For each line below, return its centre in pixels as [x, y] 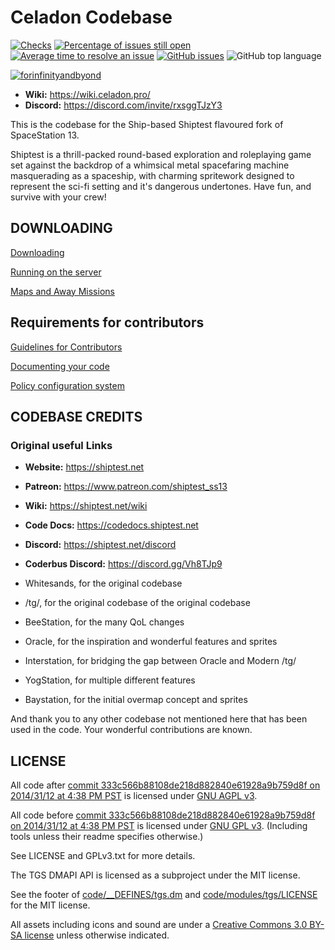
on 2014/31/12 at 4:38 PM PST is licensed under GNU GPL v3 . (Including [159, 826]
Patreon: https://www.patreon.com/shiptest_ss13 [126, 487]
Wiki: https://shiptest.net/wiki [86, 506]
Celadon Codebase [91, 17]
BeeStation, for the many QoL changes [104, 622]
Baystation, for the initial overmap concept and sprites [136, 700]
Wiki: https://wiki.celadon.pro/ [87, 94]
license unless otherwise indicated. [97, 935]
